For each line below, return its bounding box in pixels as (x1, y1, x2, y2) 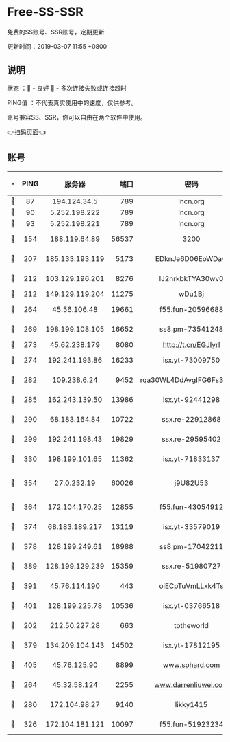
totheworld (174, 620, 209, 630)
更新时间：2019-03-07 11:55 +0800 (7, 42, 107, 50)
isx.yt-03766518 (162, 600, 220, 610)
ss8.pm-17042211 (159, 541, 224, 551)
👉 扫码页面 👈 (7, 128, 47, 136)
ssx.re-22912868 (162, 414, 221, 424)
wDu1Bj (179, 289, 204, 299)
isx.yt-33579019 (162, 521, 220, 531)
